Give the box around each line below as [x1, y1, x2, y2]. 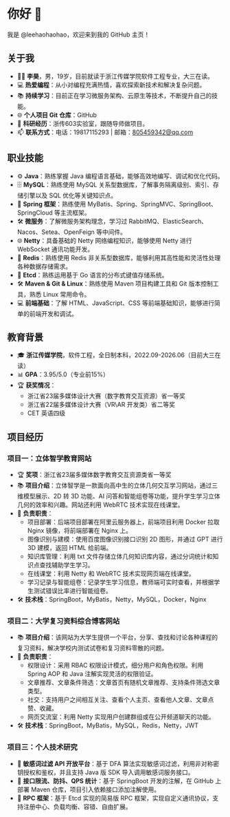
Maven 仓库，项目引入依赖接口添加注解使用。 [30, 785, 161, 794]
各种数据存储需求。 [16, 262, 72, 270]
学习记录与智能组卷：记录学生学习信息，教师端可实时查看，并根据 [27, 578, 214, 586]
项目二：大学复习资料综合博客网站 [7, 616, 120, 626]
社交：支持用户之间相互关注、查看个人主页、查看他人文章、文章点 [27, 696, 214, 704]
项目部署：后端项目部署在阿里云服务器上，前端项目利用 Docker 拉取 [27, 518, 220, 527]
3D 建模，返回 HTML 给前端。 [27, 544, 113, 552]
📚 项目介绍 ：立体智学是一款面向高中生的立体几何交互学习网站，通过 [16, 481, 212, 489]
